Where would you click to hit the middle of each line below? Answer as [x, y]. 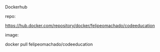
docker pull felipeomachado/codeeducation [49, 44]
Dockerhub [16, 7]
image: [12, 35]
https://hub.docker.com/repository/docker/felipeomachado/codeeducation [80, 26]
